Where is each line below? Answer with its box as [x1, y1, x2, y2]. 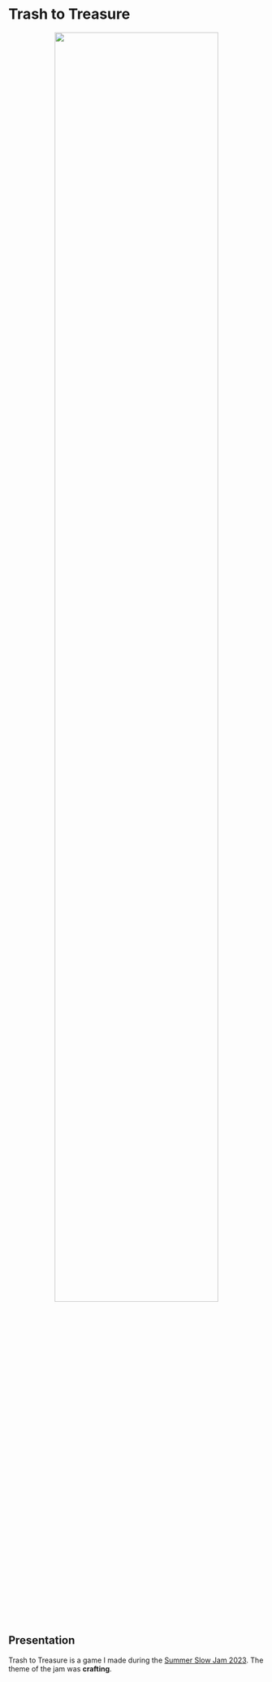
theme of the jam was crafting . [8, 1663, 112, 1673]
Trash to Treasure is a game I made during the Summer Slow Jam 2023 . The [8, 1655, 264, 1665]
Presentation [8, 1633, 76, 1648]
